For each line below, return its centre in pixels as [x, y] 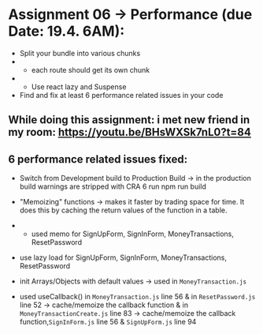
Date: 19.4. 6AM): [67, 31]
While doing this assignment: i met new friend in [129, 120]
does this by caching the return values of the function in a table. [123, 210]
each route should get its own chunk [91, 69]
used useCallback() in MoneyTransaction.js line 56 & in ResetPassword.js [137, 297]
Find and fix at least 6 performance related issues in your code [121, 95]
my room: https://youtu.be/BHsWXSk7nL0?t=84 [130, 132]
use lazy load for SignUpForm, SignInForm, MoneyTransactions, [123, 257]
